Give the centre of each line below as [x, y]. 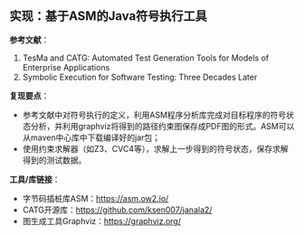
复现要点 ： [29, 95]
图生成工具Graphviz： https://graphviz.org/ [101, 221]
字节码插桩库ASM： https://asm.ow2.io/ [95, 198]
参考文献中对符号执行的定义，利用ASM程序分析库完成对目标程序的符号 [154, 115]
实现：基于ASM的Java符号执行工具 [109, 16]
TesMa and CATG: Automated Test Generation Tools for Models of [146, 58]
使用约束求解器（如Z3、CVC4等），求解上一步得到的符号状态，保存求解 [155, 148]
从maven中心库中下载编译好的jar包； [91, 137]
